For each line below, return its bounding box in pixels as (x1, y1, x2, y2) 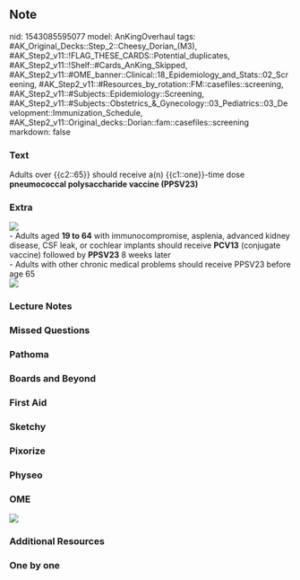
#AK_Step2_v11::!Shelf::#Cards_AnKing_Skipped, (9, 59, 188, 70)
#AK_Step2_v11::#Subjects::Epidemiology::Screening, (9, 88, 205, 99)
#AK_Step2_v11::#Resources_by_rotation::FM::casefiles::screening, (39, 78, 284, 89)
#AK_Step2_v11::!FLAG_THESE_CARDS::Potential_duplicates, (9, 49, 230, 61)
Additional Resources (9, 535, 105, 547)
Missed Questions (9, 324, 90, 337)
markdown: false (9, 126, 72, 137)
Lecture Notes (9, 300, 73, 312)
